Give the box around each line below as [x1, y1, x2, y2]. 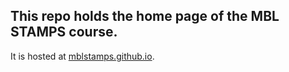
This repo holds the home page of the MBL [10, 8, 280, 25]
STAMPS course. [10, 24, 118, 41]
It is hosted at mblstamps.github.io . [10, 50, 155, 62]
